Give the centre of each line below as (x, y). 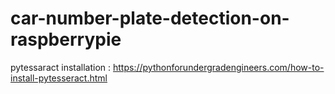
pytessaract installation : (61, 67)
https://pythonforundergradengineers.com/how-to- (219, 67)
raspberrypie (66, 39)
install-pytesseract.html (59, 78)
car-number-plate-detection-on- (150, 18)
